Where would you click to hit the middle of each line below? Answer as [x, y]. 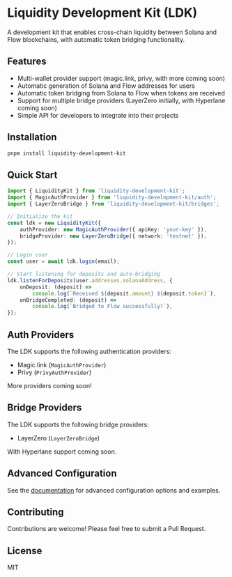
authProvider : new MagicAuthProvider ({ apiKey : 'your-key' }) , [114, 229]
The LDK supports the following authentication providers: [90, 351]
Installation [32, 137]
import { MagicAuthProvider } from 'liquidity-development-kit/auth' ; [112, 198]
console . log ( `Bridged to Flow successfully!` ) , [102, 307]
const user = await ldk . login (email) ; [63, 262]
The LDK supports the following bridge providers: [78, 424]
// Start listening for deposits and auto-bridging [84, 274]
